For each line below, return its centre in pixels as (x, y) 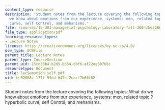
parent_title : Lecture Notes (35, 55)
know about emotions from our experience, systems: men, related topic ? (79, 97)
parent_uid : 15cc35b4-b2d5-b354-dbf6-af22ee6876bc (58, 64)
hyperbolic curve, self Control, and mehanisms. (53, 102)
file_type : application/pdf (34, 32)
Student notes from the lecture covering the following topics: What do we (79, 91)
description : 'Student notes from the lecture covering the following (79, 14)
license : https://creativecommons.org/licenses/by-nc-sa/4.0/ (70, 46)
